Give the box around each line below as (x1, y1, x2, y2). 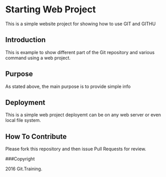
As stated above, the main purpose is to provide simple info (5, 83, 131, 90)
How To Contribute (5, 132, 67, 141)
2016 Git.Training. (5, 166, 43, 172)
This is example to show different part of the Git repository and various (5, 49, 155, 55)
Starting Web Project (5, 4, 96, 15)
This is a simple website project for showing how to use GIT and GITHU (5, 21, 156, 27)
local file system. (5, 117, 41, 123)
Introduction (5, 36, 46, 44)
